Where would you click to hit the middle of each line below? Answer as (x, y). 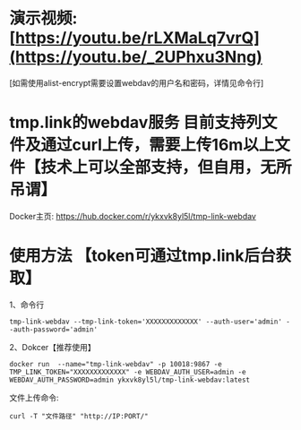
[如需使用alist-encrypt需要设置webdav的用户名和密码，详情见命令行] (137, 82)
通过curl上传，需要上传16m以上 (158, 145)
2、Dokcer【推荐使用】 (52, 347)
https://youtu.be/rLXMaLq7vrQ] (137, 38)
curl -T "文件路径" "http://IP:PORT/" (79, 416)
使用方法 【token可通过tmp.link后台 (142, 256)
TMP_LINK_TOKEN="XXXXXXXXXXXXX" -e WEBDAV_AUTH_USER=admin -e (128, 372)
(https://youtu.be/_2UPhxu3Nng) (136, 57)
